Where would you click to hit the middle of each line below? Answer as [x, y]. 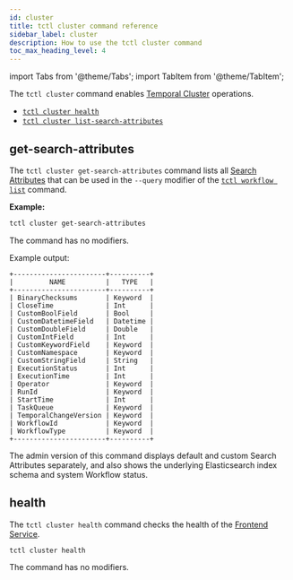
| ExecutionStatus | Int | [82, 368]
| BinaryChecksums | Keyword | [82, 298]
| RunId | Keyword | [82, 392]
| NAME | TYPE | [82, 282]
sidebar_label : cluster [54, 34]
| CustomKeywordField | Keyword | [82, 345]
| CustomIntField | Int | [82, 337]
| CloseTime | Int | [82, 306]
